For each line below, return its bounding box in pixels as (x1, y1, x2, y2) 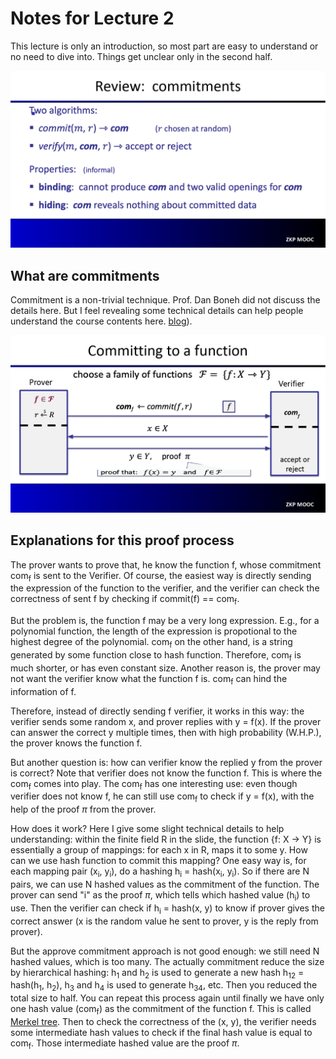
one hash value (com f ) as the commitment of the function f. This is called (10, 1003, 312, 1017)
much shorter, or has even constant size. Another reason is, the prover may (10, 662, 321, 674)
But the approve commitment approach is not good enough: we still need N (10, 945, 320, 957)
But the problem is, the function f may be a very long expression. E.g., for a (10, 615, 320, 627)
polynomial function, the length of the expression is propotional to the (10, 625, 298, 637)
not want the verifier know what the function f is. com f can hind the (10, 672, 288, 687)
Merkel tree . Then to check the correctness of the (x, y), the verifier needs (10, 1015, 317, 1027)
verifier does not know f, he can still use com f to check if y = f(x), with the (10, 790, 315, 805)
